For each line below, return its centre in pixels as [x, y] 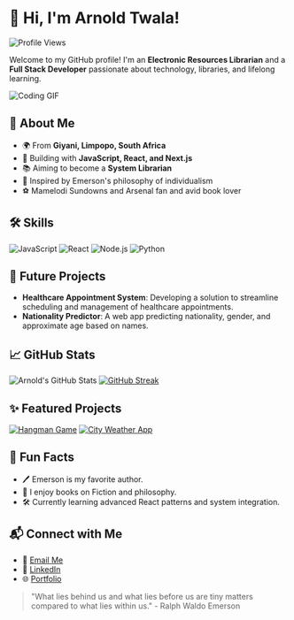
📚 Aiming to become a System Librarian [97, 168]
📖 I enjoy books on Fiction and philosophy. [99, 492]
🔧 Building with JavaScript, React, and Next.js [107, 157]
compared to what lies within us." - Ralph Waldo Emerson [135, 606]
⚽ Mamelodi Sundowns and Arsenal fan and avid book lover [132, 190]
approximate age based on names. [85, 325]
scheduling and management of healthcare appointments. [128, 307]
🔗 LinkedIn [41, 569]
